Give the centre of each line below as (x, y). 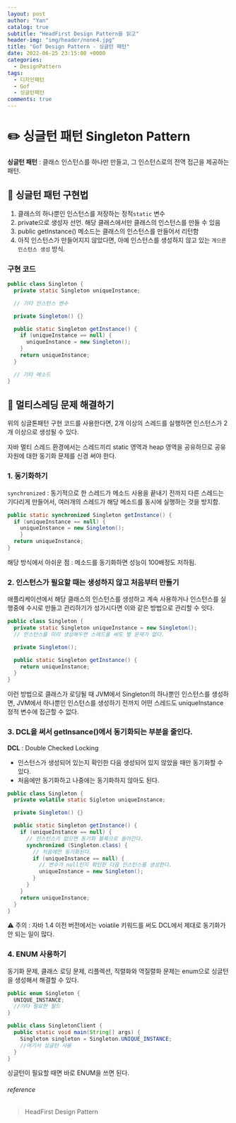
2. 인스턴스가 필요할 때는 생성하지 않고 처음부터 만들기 (93, 582)
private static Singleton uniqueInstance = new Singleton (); (106, 628)
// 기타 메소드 (32, 374)
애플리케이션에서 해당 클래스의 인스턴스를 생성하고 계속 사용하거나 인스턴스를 (113, 599)
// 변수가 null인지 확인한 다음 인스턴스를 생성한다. (105, 865)
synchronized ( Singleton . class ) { (77, 845)
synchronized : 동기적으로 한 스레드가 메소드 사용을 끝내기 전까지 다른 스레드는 (116, 493)
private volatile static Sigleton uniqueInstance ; (90, 800)
